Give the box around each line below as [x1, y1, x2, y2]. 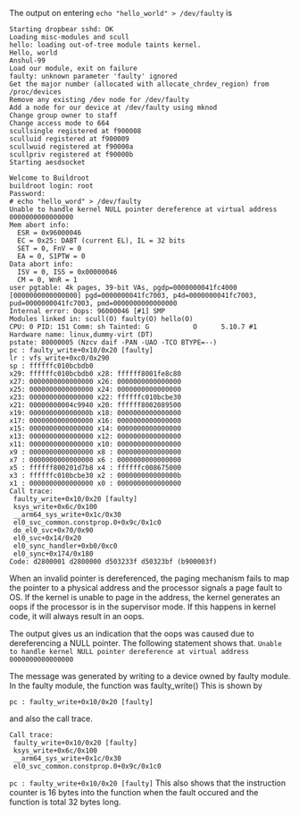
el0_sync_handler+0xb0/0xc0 [12, 541, 118, 550]
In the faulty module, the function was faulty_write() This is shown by [9, 680, 263, 691]
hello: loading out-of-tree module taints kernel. [9, 40, 202, 49]
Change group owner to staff [9, 111, 118, 120]
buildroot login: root [9, 182, 94, 191]
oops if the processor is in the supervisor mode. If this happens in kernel [9, 601, 277, 612]
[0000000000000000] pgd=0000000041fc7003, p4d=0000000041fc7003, [9, 291, 257, 300]
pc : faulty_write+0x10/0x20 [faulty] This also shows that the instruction [9, 778, 287, 788]
